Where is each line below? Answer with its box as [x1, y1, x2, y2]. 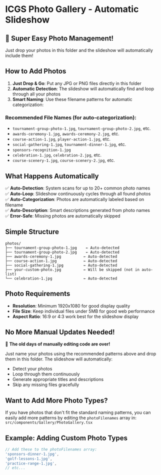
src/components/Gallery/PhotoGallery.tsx [5, 420, 93, 425]
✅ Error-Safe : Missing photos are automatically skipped [5, 212, 121, 218]
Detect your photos [12, 366, 52, 372]
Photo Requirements [5, 289, 70, 298]
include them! [5, 52, 33, 58]
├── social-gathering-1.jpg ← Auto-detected [5, 262, 117, 268]
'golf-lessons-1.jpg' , [5, 456, 52, 461]
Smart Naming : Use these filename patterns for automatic [12, 96, 132, 102]
